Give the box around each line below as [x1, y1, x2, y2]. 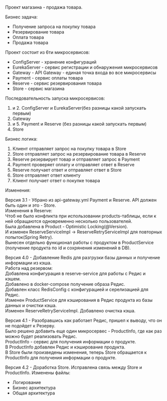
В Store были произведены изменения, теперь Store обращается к [5, 349, 147, 355]
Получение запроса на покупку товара [12, 24, 96, 30]
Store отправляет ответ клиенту [12, 172, 81, 178]
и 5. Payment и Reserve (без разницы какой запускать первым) [12, 121, 147, 127]
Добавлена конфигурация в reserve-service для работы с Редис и [5, 270, 146, 276]
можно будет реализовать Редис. [5, 333, 77, 339]
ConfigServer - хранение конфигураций [12, 59, 97, 65]
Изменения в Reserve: [5, 208, 52, 213]
